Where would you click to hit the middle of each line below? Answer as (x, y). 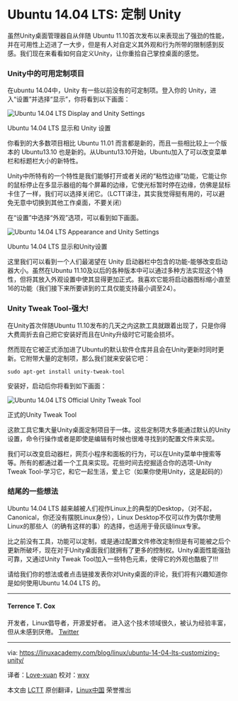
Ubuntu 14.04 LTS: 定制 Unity (95, 15)
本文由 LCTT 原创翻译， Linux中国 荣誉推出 (69, 690)
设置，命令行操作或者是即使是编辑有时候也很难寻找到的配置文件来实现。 (113, 438)
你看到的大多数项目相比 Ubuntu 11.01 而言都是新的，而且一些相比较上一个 (114, 143)
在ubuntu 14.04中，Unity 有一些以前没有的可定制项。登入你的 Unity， (109, 90)
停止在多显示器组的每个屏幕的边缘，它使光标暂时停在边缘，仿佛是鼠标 (128, 185)
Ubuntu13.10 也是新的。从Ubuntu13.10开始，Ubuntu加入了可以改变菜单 (124, 152)
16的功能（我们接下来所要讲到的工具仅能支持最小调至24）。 (93, 288)
